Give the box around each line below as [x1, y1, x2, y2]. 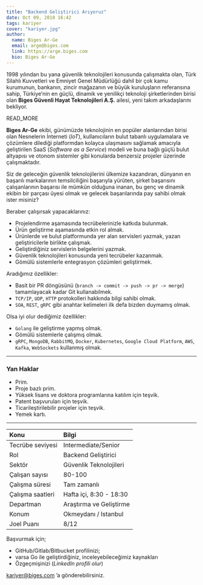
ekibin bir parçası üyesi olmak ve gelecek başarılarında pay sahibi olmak [6, 189, 186, 197]
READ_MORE [6, 115, 39, 122]
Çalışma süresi [9, 480, 51, 489]
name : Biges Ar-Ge [11, 37, 59, 43]
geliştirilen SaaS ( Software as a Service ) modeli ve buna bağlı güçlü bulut [6, 145, 189, 153]
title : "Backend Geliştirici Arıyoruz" [6, 8, 107, 15]
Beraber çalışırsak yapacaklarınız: [6, 207, 91, 215]
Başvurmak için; [6, 535, 47, 543]
